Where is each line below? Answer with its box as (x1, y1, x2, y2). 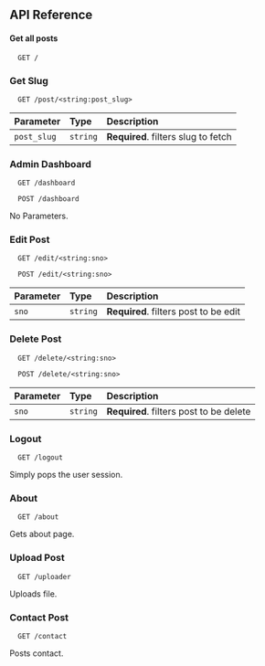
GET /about (17, 513, 59, 522)
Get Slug (9, 74, 48, 87)
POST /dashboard (17, 195, 79, 204)
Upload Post (9, 552, 66, 565)
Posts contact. (9, 648, 64, 659)
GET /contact (17, 631, 68, 640)
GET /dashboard (17, 178, 76, 188)
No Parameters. (9, 210, 69, 222)
